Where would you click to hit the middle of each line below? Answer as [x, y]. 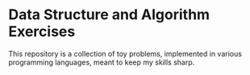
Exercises [42, 32]
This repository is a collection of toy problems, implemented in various [125, 53]
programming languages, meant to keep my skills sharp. [102, 62]
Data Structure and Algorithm [109, 15]
